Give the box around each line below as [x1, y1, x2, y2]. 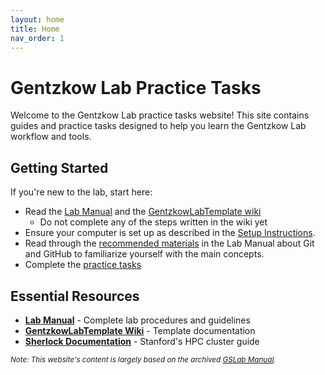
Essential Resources [10, 287, 140, 305]
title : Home [10, 24, 60, 34]
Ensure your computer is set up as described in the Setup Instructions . [24, 227, 316, 239]
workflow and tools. [10, 131, 92, 143]
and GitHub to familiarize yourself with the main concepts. [24, 248, 265, 260]
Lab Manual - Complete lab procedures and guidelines [24, 314, 251, 326]
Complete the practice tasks [24, 259, 142, 271]
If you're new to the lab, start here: [10, 186, 153, 198]
